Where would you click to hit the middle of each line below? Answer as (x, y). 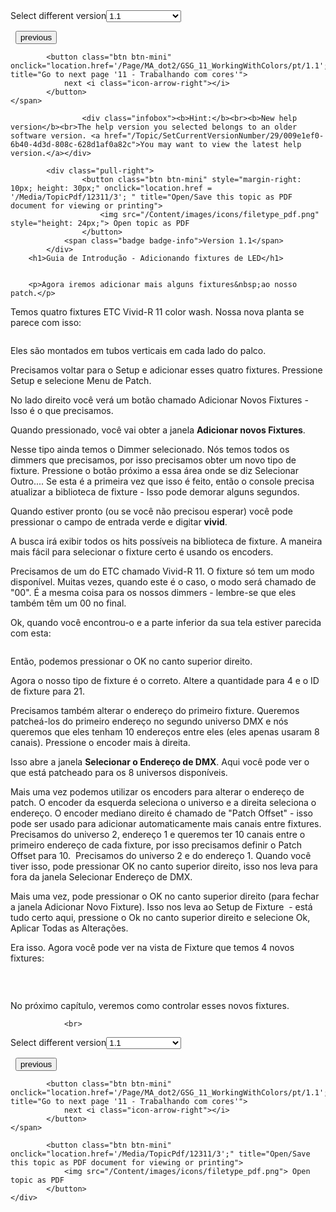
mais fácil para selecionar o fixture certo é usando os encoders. (142, 552)
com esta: (31, 633)
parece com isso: (46, 322)
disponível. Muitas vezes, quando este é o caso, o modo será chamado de (163, 582)
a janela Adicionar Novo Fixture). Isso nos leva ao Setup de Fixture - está (161, 907)
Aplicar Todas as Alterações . (69, 928)
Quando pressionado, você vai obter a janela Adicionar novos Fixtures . (158, 430)
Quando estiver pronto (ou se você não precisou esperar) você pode (151, 511)
